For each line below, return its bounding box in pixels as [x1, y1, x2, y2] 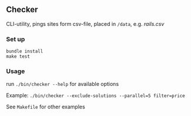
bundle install [6, 48, 43, 55]
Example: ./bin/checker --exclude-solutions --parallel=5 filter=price [6, 92, 185, 99]
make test [6, 54, 31, 59]
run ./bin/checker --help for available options [6, 81, 119, 88]
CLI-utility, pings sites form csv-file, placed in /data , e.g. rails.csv [6, 20, 165, 27]
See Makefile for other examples [6, 103, 85, 111]
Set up [6, 35, 25, 43]
